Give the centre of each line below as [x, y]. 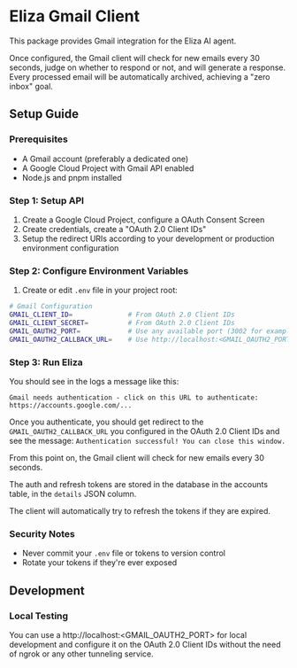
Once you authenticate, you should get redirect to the [107, 422]
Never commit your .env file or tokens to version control [123, 553]
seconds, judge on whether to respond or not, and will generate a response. [148, 67]
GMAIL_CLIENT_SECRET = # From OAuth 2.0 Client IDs [122, 322]
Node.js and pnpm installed [72, 177]
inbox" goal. [31, 86]
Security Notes [42, 533]
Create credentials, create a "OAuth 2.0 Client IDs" [114, 229]
